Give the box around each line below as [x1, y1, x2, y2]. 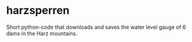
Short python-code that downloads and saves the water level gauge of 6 [6, 23, 187, 31]
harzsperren [6, 4, 70, 17]
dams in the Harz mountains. [6, 29, 78, 37]
